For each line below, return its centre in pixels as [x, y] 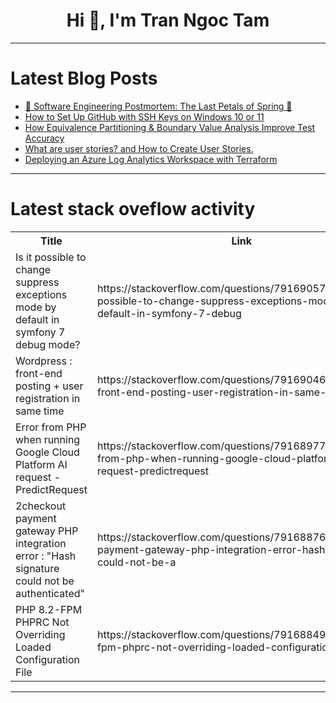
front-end [39, 373]
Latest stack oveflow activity [133, 209]
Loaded [33, 647]
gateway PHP [47, 531]
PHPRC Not [42, 622]
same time [40, 411]
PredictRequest [51, 489]
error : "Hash [46, 556]
